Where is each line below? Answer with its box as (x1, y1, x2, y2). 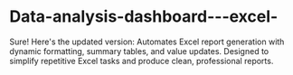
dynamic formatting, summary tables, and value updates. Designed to (9, 45, 269, 56)
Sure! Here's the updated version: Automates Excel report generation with (9, 36, 285, 47)
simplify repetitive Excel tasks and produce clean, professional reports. (9, 55, 274, 66)
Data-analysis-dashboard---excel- (9, 6, 279, 27)
